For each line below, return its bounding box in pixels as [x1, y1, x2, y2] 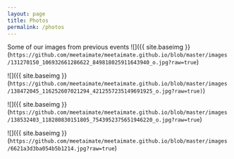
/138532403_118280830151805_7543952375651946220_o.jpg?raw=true [7, 117, 200, 124]
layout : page [7, 10, 46, 18]
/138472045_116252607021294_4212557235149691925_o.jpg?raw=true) [7, 88, 203, 95]
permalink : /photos [7, 23, 65, 30]
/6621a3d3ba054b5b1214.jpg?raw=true [7, 146, 115, 153]
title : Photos [7, 17, 49, 24]
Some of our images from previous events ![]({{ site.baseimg [7, 43, 183, 52]
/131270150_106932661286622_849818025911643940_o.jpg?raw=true [7, 59, 197, 66]
